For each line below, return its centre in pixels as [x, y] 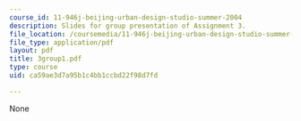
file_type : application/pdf [62, 42]
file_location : [38, 34]
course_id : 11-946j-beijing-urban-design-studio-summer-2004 [126, 17]
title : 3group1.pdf [46, 59]
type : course [34, 68]
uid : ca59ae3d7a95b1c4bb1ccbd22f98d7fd [84, 76]
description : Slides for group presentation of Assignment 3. [128, 26]
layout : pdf [31, 51]
